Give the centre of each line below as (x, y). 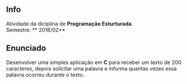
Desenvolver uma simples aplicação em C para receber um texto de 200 (94, 62)
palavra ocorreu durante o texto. (45, 75)
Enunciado (26, 48)
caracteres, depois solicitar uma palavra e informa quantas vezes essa (91, 68)
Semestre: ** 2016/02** (36, 30)
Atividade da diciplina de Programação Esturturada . (70, 23)
